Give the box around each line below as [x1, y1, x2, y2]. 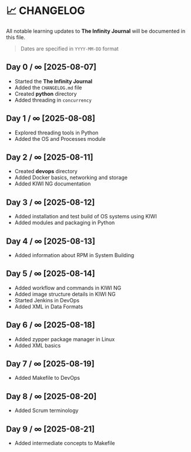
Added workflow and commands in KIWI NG [14, 284, 122, 291]
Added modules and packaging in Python [14, 219, 115, 226]
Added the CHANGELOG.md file [14, 84, 82, 91]
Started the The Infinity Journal [14, 77, 93, 85]
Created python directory [14, 90, 78, 97]
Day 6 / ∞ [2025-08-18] [6, 320, 95, 330]
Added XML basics [14, 342, 61, 349]
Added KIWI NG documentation [14, 180, 91, 187]
